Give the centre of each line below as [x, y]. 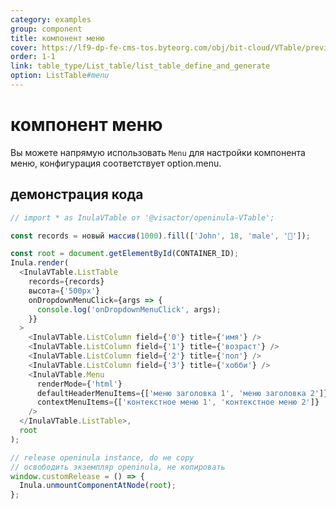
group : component [46, 29]
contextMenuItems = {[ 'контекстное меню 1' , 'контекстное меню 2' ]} [178, 402]
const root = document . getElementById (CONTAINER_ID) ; [125, 254]
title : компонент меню [57, 38]
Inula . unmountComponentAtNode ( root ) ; [98, 486]
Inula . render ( [40, 263]
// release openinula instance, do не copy [102, 457]
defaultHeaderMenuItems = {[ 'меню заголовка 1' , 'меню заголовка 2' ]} [182, 393]
